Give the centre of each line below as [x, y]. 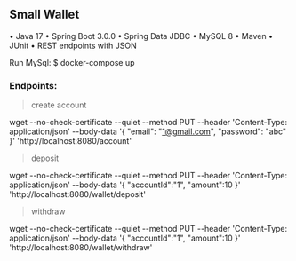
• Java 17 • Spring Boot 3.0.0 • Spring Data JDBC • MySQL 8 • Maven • [141, 36]
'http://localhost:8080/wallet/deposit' [78, 194]
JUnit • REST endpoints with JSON [73, 45]
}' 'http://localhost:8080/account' [70, 141]
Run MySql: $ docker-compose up [72, 62]
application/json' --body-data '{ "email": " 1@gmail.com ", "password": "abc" [148, 131]
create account [59, 105]
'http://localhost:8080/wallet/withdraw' [81, 248]
